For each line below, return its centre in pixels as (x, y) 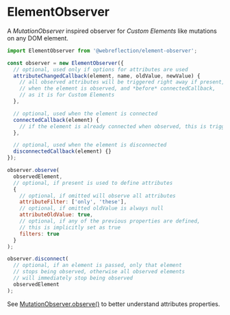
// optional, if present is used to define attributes (93, 183)
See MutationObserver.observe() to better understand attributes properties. (114, 304)
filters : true (39, 234)
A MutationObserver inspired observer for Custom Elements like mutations (112, 31)
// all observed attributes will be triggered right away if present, (122, 82)
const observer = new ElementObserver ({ (66, 63)
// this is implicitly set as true (70, 227)
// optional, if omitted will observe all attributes (98, 196)
